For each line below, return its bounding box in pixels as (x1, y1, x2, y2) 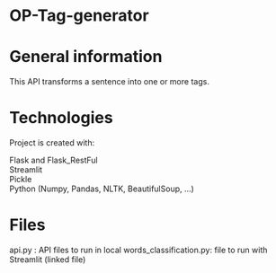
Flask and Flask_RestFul (9, 154, 99, 166)
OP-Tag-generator (9, 5, 150, 26)
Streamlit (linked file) (9, 254, 86, 265)
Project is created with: (9, 137, 95, 148)
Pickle (9, 174, 32, 185)
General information (9, 47, 163, 67)
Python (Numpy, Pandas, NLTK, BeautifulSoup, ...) (9, 183, 195, 194)
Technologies (9, 108, 114, 128)
